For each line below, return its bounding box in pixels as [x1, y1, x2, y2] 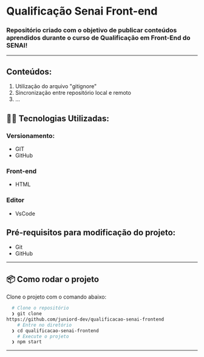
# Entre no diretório [17, 322, 72, 328]
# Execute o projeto [17, 333, 69, 339]
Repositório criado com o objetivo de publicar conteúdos [6, 26, 177, 35]
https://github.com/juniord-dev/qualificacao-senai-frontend [6, 316, 165, 322]
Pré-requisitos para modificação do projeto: [6, 227, 176, 238]
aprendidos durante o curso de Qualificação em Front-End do [6, 33, 191, 42]
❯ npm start [12, 339, 42, 345]
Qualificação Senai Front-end [6, 4, 158, 18]
